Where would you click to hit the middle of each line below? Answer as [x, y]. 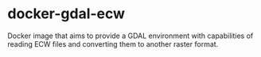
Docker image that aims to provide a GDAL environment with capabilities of [130, 36]
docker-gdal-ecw [66, 14]
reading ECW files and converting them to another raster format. [113, 44]
